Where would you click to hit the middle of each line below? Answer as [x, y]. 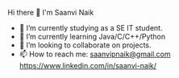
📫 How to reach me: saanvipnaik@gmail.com [95, 54]
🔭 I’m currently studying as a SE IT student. [91, 28]
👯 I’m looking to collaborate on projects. [85, 45]
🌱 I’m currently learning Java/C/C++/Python [92, 37]
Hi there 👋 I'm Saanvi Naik [51, 12]
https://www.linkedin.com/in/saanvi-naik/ [88, 66]
